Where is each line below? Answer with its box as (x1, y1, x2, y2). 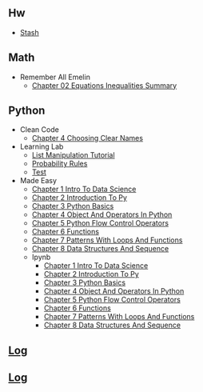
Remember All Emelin (19, 72, 90, 82)
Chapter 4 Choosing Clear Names (31, 134, 144, 143)
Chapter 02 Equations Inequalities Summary (31, 80, 177, 90)
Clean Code (19, 125, 60, 134)
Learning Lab (19, 142, 64, 151)
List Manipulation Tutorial (31, 150, 115, 160)
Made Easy (19, 176, 58, 186)
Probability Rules (31, 159, 88, 169)
